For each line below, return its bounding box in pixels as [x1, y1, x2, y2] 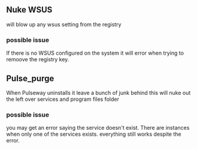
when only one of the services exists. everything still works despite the [6, 130, 181, 138]
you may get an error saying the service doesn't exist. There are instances [6, 124, 190, 132]
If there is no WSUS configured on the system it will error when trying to [6, 49, 184, 56]
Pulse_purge [6, 73, 54, 84]
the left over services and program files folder [6, 96, 120, 103]
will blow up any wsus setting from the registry [6, 20, 122, 28]
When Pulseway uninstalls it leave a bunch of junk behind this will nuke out [6, 89, 191, 96]
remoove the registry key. [6, 56, 69, 63]
